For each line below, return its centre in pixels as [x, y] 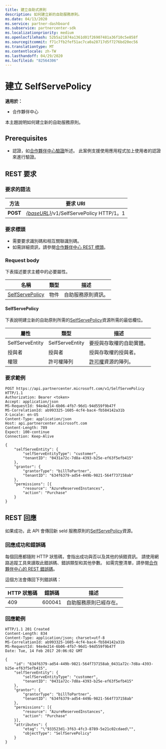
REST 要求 [21, 174]
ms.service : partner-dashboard [37, 24]
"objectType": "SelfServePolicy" [57, 734]
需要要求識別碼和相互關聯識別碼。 [47, 241]
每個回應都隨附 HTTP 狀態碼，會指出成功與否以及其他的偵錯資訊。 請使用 [80, 557]
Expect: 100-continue [27, 432]
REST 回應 [21, 518]
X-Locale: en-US [22, 415]
